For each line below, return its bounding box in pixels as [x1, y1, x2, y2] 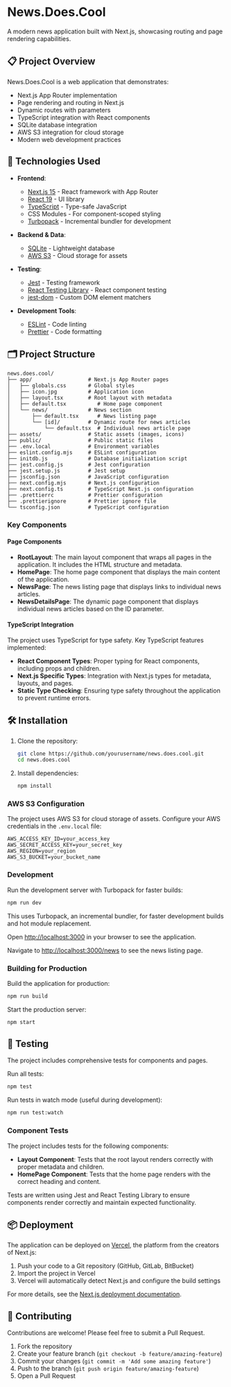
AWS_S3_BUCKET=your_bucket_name [7, 854, 101, 861]
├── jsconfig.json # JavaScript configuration [7, 473, 169, 480]
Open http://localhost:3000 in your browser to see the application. [7, 932, 196, 941]
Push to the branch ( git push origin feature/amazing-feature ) [17, 1364, 199, 1373]
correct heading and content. [17, 1177, 101, 1185]
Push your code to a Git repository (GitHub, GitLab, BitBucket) [17, 1262, 194, 1270]
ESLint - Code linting [27, 320, 87, 328]
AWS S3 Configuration [7, 799, 85, 809]
